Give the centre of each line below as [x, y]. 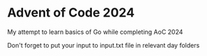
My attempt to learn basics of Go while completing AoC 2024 [95, 32]
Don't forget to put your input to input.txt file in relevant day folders [103, 45]
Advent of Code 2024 [71, 13]
